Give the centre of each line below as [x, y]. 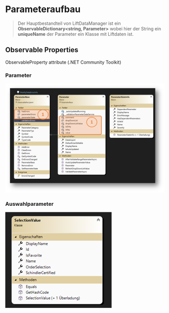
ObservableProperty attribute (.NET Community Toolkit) [63, 62]
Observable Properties [42, 50]
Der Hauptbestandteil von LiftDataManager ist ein [69, 23]
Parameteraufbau [43, 9]
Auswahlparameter [30, 204]
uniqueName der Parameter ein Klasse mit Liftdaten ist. [76, 34]
